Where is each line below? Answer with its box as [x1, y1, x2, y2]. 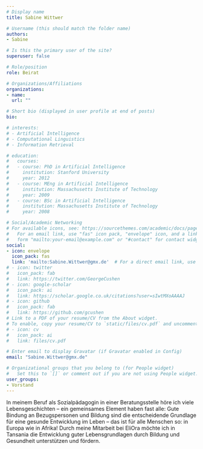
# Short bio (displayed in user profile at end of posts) [6, 108, 155, 115]
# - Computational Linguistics [6, 136, 85, 142]
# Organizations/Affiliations [6, 80, 83, 86]
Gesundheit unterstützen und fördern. [6, 437, 101, 444]
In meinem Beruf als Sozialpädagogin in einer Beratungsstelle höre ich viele [6, 398, 195, 405]
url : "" [11, 97, 31, 103]
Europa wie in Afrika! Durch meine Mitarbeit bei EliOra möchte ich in [6, 424, 175, 431]
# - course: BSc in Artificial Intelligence [6, 198, 126, 204]
